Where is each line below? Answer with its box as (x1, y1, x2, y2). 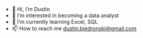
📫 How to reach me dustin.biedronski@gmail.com (11, 25, 137, 32)
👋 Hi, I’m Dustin (11, 6, 50, 12)
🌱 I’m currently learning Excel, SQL (11, 18, 98, 25)
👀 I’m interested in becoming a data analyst (11, 12, 119, 19)
